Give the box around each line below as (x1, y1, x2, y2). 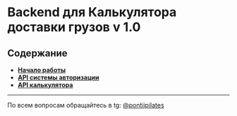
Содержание (7, 47, 68, 59)
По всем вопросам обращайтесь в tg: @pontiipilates (7, 101, 164, 109)
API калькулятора (17, 81, 73, 89)
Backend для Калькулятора (7, 4, 177, 20)
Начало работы (17, 66, 66, 74)
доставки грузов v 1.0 (7, 19, 141, 35)
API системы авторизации (17, 73, 100, 82)
